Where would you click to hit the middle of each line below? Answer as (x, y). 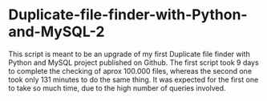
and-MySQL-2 (57, 32)
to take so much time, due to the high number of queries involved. (117, 88)
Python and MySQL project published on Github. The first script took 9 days (133, 63)
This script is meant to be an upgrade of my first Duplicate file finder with (129, 54)
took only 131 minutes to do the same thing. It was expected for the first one (133, 79)
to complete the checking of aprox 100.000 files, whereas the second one (130, 71)
